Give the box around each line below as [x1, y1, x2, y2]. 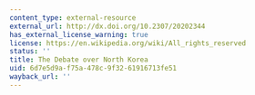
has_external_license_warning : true [9, 30, 148, 39]
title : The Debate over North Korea [9, 55, 148, 64]
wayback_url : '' [9, 72, 71, 81]
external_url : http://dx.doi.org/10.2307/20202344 [9, 22, 206, 31]
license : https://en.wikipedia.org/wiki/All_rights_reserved [9, 38, 247, 48]
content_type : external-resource [9, 13, 137, 23]
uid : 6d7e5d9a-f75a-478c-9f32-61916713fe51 [9, 64, 178, 73]
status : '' [9, 47, 51, 56]
